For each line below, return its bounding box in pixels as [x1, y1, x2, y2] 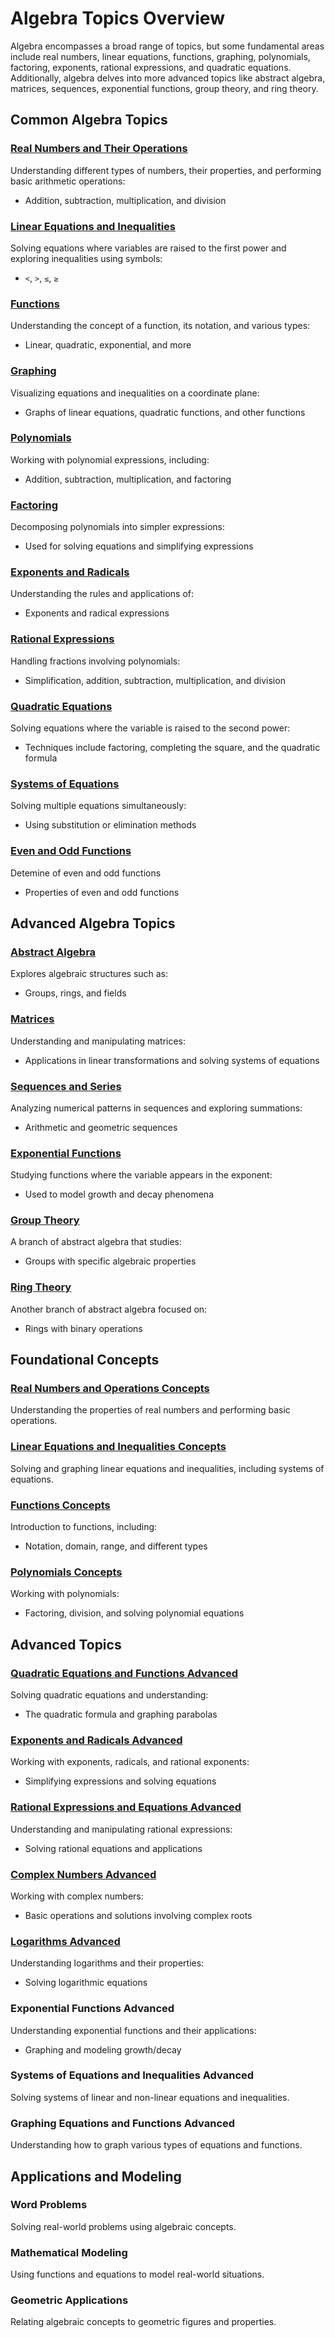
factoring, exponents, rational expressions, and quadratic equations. [10, 61, 292, 73]
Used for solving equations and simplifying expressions [24, 540, 254, 552]
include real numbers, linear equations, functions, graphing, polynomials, [10, 50, 311, 62]
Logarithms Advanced [10, 1934, 121, 1948]
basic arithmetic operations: [10, 175, 126, 187]
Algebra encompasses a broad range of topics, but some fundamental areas [10, 40, 325, 52]
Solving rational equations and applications [24, 1842, 203, 1854]
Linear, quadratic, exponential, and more [24, 339, 192, 351]
